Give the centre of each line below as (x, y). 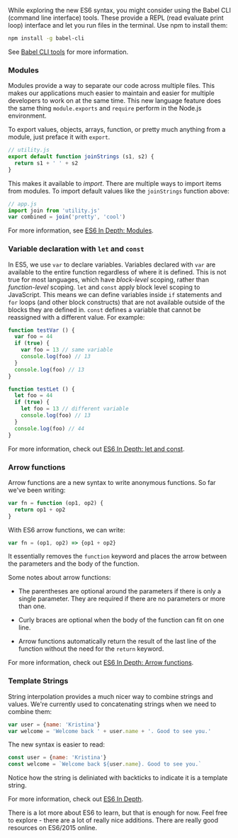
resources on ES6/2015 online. (53, 828)
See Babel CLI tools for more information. (68, 52)
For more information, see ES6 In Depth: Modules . (81, 230)
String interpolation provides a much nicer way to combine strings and (110, 696)
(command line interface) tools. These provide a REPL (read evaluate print (116, 18)
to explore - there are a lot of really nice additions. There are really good (113, 820)
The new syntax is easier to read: (57, 744)
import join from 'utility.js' (54, 211)
